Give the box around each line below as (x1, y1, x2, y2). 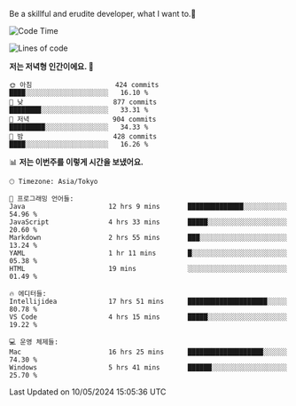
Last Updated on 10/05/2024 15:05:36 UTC (9, 386, 167, 397)
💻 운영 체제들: (9, 338, 59, 346)
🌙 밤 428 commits (9, 132, 158, 141)
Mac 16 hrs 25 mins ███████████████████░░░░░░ (9, 347, 288, 356)
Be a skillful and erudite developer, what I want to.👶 (9, 9, 197, 19)
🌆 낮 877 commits (9, 98, 158, 107)
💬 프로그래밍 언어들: (9, 195, 74, 203)
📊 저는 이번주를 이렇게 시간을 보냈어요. (9, 156, 144, 167)
